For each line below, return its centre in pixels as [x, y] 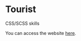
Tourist [21, 9]
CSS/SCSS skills [22, 23]
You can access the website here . [41, 33]
